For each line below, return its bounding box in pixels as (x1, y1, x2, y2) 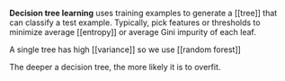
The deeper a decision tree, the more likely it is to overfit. (9, 62, 221, 72)
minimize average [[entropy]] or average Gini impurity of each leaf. (9, 27, 256, 37)
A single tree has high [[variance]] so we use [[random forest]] (9, 44, 241, 55)
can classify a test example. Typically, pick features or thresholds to (9, 17, 261, 28)
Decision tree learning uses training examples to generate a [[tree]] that (9, 8, 278, 18)
